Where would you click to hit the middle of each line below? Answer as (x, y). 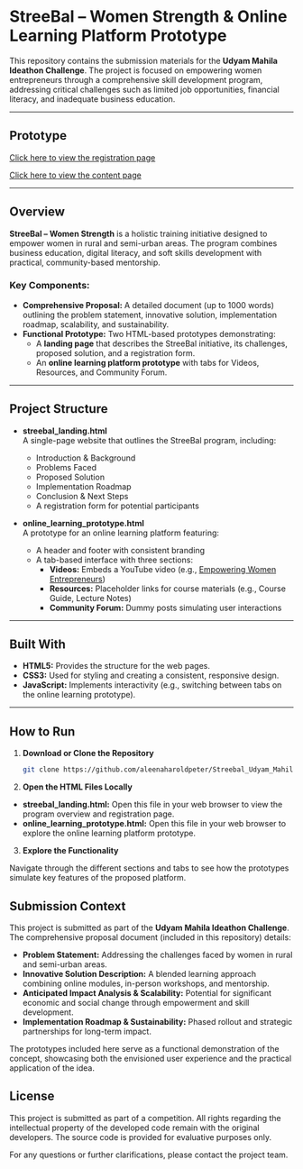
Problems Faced (66, 467)
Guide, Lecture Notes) (91, 598)
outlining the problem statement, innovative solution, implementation (150, 315)
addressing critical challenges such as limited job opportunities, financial (144, 89)
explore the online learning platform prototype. (109, 833)
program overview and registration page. (98, 814)
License (32, 1096)
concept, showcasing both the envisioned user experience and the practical (151, 1058)
